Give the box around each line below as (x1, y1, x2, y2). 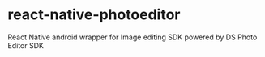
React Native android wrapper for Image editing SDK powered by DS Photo (7, 32, 258, 42)
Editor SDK (7, 40, 44, 50)
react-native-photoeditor (7, 6, 181, 24)
